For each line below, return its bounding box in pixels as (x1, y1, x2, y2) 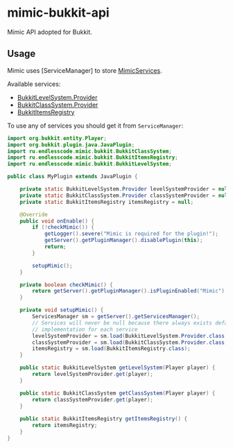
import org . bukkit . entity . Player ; (7, 135, 107, 141)
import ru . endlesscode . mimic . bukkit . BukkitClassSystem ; (7, 148, 172, 155)
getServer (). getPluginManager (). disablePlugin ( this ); (44, 237, 203, 244)
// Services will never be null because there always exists (32, 319, 213, 327)
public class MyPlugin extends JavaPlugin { (7, 173, 138, 180)
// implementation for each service (32, 326, 138, 333)
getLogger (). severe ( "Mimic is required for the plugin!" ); (44, 230, 218, 237)
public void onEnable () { (19, 217, 95, 225)
